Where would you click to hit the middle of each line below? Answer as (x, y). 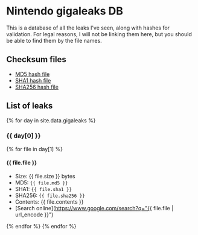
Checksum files (36, 59)
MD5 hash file (32, 74)
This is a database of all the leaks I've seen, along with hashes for (88, 28)
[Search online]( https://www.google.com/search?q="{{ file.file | (94, 208)
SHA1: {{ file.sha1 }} (43, 189)
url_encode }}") (34, 215)
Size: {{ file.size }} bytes (45, 177)
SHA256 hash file (37, 87)
